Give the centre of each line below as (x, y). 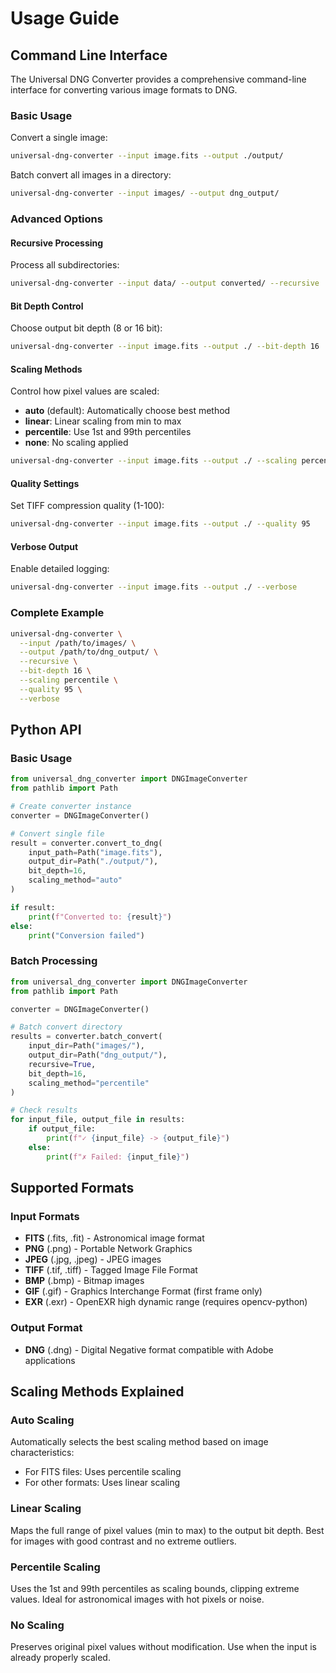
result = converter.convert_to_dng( (86, 843)
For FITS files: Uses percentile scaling (103, 1472)
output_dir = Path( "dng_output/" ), (98, 1055)
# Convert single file (57, 833)
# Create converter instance (71, 807)
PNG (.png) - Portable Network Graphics (108, 1249)
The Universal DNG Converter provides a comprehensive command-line (158, 79)
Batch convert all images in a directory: (91, 175)
